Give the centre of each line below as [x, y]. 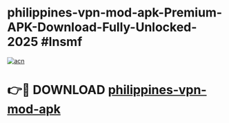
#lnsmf [62, 42]
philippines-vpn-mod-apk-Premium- [115, 13]
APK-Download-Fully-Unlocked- [102, 27]
